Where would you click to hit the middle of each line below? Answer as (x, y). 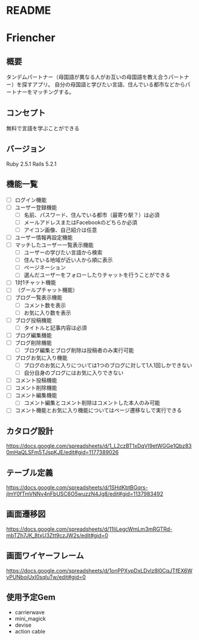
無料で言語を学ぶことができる (43, 128)
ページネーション (45, 268)
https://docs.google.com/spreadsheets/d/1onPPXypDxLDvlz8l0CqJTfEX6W (99, 570)
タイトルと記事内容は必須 (55, 327)
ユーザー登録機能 (36, 207)
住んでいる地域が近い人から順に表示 (68, 260)
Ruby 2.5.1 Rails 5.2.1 (31, 164)
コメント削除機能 (36, 388)
